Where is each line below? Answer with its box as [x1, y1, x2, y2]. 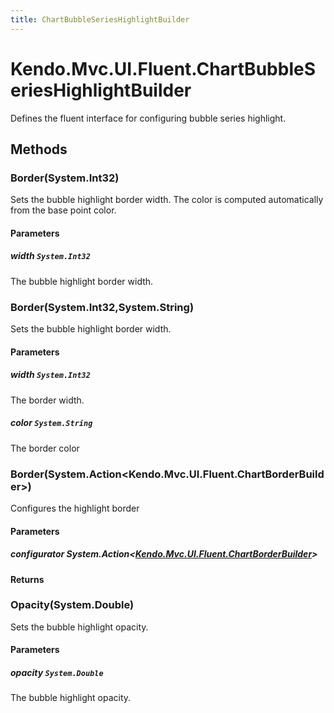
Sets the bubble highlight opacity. [10, 621, 149, 633]
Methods [10, 141, 68, 158]
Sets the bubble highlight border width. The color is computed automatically [10, 194, 324, 206]
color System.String [10, 417, 93, 429]
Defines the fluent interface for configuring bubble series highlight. [10, 112, 287, 124]
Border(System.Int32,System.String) [10, 300, 195, 314]
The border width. [10, 394, 85, 406]
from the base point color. [10, 204, 117, 216]
